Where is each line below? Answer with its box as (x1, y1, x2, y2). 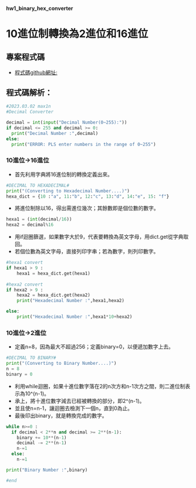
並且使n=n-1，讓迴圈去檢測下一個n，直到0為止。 (14, 405, 133, 412)
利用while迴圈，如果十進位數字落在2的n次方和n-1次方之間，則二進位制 (14, 382, 185, 389)
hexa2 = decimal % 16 (6, 222, 54, 228)
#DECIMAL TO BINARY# (6, 355, 57, 361)
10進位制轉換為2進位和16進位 (6, 27, 148, 40)
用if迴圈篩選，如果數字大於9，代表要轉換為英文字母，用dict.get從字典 (14, 233, 184, 240)
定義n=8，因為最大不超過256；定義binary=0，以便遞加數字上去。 (14, 343, 174, 350)
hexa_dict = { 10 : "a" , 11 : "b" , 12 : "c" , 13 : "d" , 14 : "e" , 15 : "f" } (6, 194, 170, 199)
